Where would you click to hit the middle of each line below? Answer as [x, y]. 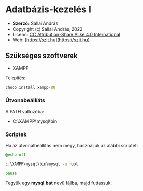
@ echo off [16, 155]
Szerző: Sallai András [35, 23]
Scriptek [16, 134]
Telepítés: [16, 78]
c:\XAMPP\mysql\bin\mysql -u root [42, 164]
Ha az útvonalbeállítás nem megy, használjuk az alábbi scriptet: [72, 146]
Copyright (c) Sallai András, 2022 [48, 29]
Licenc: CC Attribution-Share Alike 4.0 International [66, 34]
